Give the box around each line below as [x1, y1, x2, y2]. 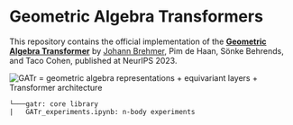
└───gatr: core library [9, 99, 99, 109]
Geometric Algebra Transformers [9, 6, 264, 27]
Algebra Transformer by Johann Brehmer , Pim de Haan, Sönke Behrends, [9, 45, 284, 56]
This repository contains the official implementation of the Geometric [9, 36, 267, 47]
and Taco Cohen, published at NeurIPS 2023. [9, 55, 178, 66]
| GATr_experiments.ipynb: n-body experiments [9, 107, 196, 116]
